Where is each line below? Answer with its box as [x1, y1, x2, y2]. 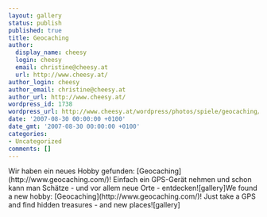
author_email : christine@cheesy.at [8, 85, 126, 94]
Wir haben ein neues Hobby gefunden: [8, 166, 135, 176]
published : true [8, 26, 62, 34]
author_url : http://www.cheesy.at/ [8, 93, 126, 101]
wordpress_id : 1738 [8, 100, 73, 108]
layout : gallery [8, 11, 62, 20]
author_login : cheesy [8, 78, 80, 86]
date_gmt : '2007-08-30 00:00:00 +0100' [8, 122, 141, 130]
